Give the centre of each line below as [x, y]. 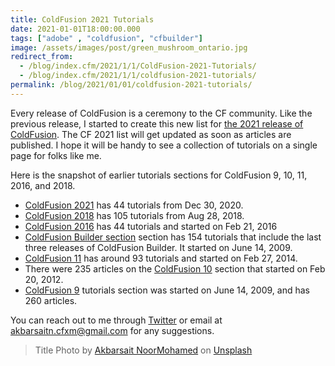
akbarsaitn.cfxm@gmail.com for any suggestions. [112, 330]
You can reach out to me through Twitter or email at [116, 320]
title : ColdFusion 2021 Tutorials [82, 19]
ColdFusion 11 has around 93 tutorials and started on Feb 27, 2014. [161, 258]
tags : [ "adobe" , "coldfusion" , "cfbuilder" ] [106, 38]
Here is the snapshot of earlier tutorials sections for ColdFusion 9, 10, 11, [159, 175]
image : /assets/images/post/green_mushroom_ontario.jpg [129, 47]
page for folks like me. [56, 155]
